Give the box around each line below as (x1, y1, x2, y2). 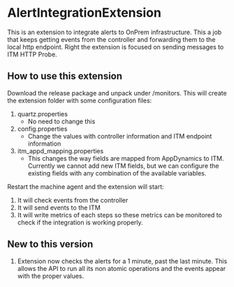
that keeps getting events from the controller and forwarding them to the (7, 35, 216, 43)
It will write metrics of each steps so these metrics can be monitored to (17, 210, 222, 219)
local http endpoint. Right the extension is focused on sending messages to (7, 42, 224, 51)
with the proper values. (17, 272, 85, 280)
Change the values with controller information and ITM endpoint (27, 132, 212, 140)
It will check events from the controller (17, 196, 129, 204)
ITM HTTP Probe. (7, 50, 57, 59)
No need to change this (27, 117, 96, 125)
